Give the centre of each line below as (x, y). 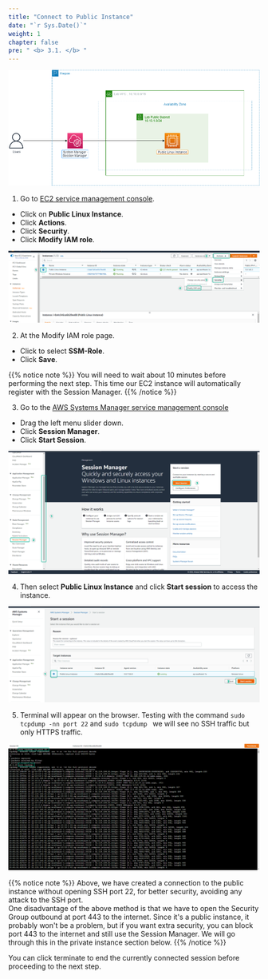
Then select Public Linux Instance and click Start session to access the (138, 587)
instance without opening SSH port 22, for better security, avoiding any (125, 891)
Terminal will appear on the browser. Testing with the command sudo (132, 714)
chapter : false (33, 42)
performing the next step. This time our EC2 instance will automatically (125, 384)
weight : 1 (25, 34)
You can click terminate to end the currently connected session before (124, 957)
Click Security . (45, 231)
